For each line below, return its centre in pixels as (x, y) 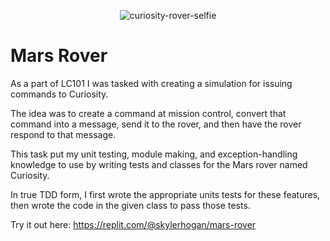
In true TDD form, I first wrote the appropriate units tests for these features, (165, 194)
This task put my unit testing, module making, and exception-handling (154, 154)
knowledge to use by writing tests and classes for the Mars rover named (159, 164)
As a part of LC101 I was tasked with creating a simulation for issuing (151, 83)
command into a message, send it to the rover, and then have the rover (156, 124)
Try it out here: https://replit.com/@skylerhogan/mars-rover (133, 224)
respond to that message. (63, 134)
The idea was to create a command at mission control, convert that (148, 113)
